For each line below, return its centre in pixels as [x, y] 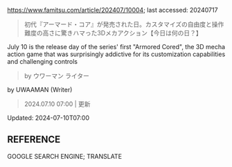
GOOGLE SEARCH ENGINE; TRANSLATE [65, 156]
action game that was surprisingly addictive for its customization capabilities [116, 54]
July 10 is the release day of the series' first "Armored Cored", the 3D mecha [116, 47]
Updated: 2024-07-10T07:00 [48, 118]
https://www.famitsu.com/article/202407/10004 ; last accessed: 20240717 [113, 10]
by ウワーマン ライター [57, 76]
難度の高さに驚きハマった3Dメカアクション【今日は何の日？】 [113, 33]
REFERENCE [34, 140]
